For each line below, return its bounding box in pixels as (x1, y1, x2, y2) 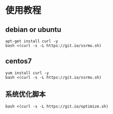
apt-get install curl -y (5, 39, 58, 44)
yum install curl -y (5, 70, 50, 75)
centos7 (5, 57, 32, 66)
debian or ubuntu (5, 25, 61, 34)
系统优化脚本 (5, 90, 46, 99)
